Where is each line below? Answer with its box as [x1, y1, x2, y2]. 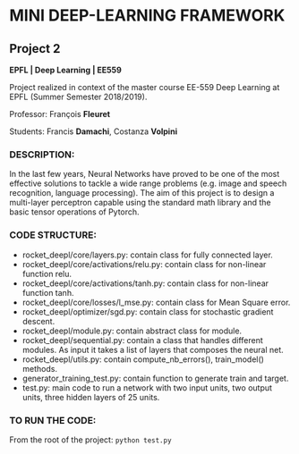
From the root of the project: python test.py [9, 434, 172, 445]
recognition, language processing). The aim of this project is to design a [9, 188, 275, 198]
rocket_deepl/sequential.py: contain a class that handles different [21, 334, 264, 345]
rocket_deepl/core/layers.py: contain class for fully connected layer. [21, 249, 273, 260]
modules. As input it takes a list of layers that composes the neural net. [21, 344, 284, 355]
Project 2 [9, 41, 61, 56]
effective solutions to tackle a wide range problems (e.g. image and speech [9, 178, 287, 189]
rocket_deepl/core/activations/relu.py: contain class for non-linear [21, 258, 267, 269]
